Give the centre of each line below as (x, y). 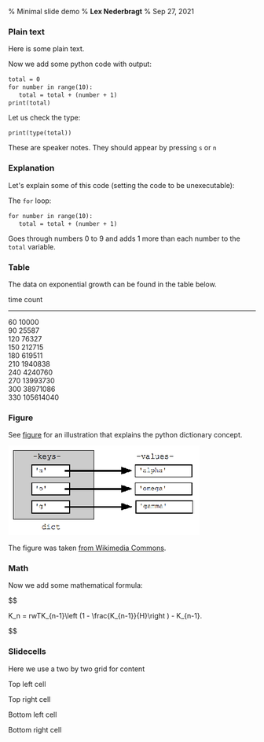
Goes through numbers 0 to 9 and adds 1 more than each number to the (125, 238)
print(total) (29, 103)
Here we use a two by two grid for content (77, 669)
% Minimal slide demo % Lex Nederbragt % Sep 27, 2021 (101, 11)
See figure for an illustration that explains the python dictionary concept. (125, 435)
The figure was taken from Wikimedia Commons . (87, 548)
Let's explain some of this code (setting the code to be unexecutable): (121, 185)
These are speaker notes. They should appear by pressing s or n (112, 148)
